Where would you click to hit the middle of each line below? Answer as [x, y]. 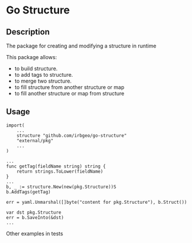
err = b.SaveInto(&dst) [35, 217]
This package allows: [32, 57]
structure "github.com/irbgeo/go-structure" [72, 135]
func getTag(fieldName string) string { [56, 166]
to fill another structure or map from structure [69, 93]
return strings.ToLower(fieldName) [60, 171]
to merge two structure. [43, 81]
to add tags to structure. [44, 75]
